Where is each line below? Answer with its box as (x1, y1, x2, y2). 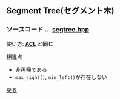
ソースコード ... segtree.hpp (6, 25, 90, 34)
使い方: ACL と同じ (6, 40, 53, 47)
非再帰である (15, 66, 47, 73)
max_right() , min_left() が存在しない (15, 73, 108, 80)
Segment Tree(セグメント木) (6, 5, 115, 16)
